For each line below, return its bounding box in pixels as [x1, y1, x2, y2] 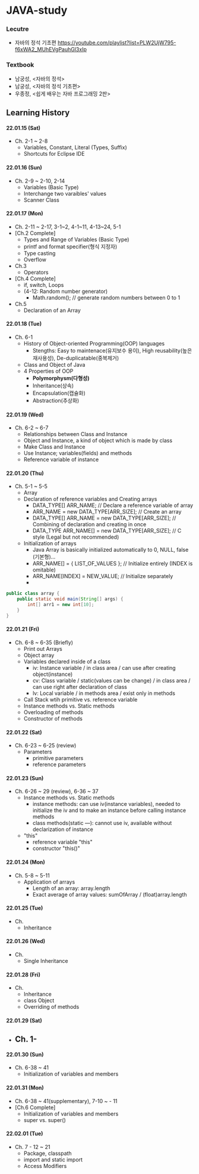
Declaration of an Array [23, 307, 81, 314]
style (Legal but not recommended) [32, 533, 119, 540]
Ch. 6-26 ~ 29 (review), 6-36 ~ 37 [14, 788, 99, 795]
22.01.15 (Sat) [6, 124, 40, 131]
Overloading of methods [23, 708, 84, 716]
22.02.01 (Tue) [6, 1130, 43, 1137]
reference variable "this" [32, 839, 93, 846]
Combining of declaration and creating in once [32, 521, 147, 528]
